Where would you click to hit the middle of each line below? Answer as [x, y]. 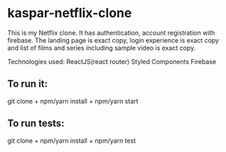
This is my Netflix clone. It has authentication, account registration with [111, 33]
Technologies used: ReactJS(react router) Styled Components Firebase [112, 61]
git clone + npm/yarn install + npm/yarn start [73, 101]
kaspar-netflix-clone [70, 13]
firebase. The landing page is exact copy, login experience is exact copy [113, 40]
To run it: [28, 84]
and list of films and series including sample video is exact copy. [102, 48]
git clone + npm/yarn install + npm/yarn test [72, 141]
